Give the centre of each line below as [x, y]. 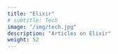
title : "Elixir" [31, 14]
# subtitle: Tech [33, 20]
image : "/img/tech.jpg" [42, 27]
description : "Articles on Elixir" [59, 33]
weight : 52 [23, 40]
